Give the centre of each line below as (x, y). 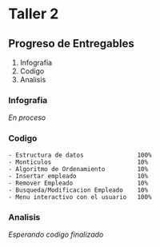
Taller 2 (34, 14)
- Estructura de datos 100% (80, 155)
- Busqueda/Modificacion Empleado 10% (78, 190)
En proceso (27, 118)
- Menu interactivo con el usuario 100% (80, 197)
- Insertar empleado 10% (78, 176)
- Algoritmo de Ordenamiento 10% (78, 169)
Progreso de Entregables (71, 44)
